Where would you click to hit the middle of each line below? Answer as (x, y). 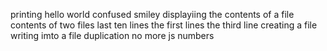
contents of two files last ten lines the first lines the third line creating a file (164, 25)
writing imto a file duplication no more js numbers (112, 35)
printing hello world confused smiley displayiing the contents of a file (152, 14)
